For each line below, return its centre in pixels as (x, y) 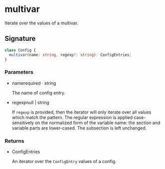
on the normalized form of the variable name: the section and (98, 123)
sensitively (23, 123)
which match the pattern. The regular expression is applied (72, 117)
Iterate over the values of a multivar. (41, 23)
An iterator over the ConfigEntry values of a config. (64, 161)
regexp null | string (31, 102)
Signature (20, 39)
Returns (14, 141)
